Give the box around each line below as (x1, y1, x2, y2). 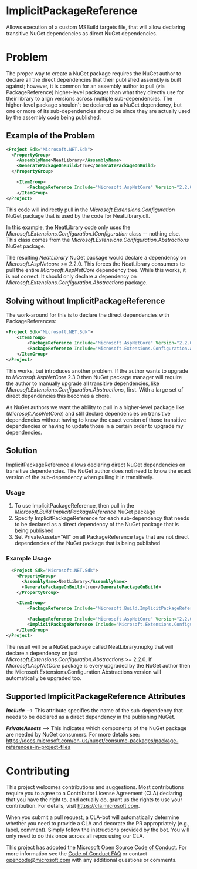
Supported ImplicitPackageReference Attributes (6, 692, 186, 702)
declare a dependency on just (6, 649, 78, 656)
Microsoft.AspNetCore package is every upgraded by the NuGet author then (6, 662, 191, 669)
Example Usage (6, 554, 52, 562)
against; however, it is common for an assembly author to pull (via (6, 82, 165, 89)
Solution (6, 446, 38, 456)
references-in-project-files (6, 744, 71, 751)
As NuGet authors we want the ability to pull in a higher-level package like (6, 403, 185, 410)
